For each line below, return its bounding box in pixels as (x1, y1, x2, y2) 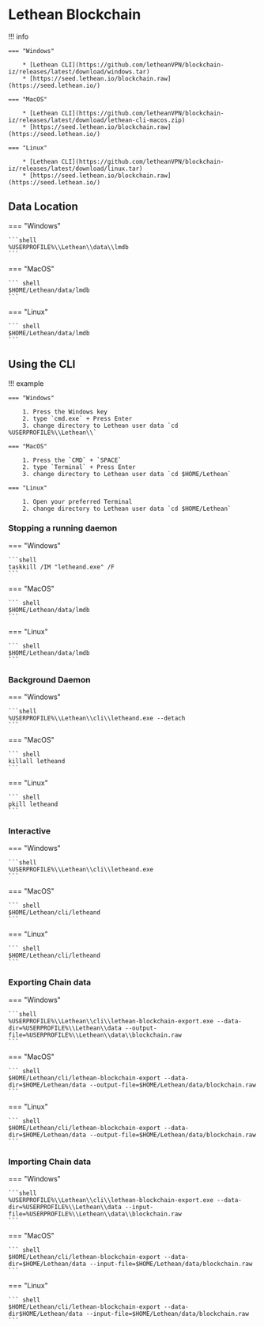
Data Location (8, 200, 79, 214)
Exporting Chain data (8, 977, 92, 988)
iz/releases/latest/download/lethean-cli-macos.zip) (8, 116, 186, 124)
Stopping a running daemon (8, 523, 118, 534)
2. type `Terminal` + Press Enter (22, 463, 136, 471)
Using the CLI (8, 357, 76, 371)
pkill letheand (8, 800, 58, 808)
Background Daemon (8, 674, 91, 685)
